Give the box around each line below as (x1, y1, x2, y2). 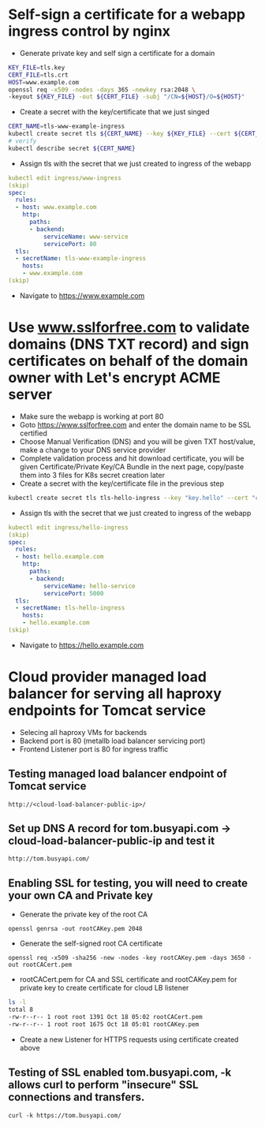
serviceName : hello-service (43, 582, 136, 590)
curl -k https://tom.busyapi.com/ (8, 1111, 122, 1119)
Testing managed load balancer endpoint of (8, 767, 227, 781)
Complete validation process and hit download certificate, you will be (19, 453, 244, 463)
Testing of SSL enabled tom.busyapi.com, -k (8, 1066, 232, 1080)
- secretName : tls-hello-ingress (15, 604, 125, 612)
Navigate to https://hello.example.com (19, 640, 144, 650)
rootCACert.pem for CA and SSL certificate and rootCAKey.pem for (19, 975, 237, 984)
